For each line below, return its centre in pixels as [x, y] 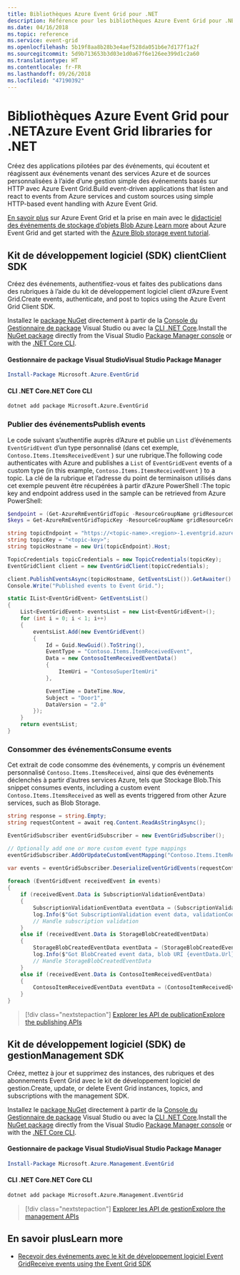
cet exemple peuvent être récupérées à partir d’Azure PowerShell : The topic [119, 485]
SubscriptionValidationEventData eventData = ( [105, 908]
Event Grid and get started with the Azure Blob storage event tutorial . [109, 233]
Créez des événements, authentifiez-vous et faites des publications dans [115, 284]
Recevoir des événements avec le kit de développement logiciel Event [120, 1256]
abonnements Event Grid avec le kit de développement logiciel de [104, 1081]
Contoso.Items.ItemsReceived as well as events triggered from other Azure [117, 795]
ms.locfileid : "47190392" [46, 80]
